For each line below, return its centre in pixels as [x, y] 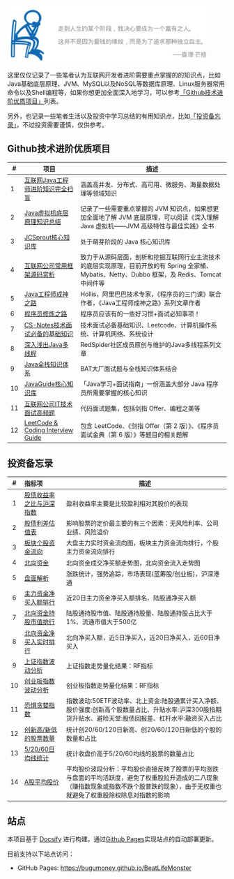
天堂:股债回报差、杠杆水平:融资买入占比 [165, 718]
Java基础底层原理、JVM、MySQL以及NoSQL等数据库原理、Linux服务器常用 [116, 83]
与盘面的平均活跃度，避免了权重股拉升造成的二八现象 [142, 778]
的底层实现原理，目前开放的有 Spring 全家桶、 [146, 265]
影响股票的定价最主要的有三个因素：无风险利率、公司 [142, 523]
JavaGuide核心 [46, 384]
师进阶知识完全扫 [49, 189]
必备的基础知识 [52, 334]
